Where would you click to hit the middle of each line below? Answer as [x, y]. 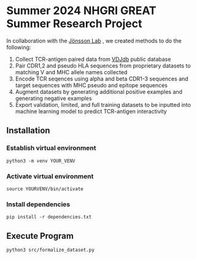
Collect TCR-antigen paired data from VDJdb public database [93, 59]
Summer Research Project [74, 24]
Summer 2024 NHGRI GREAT [81, 11]
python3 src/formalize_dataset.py [51, 250]
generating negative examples [53, 98]
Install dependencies [38, 204]
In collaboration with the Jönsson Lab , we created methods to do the [94, 41]
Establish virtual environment [51, 148]
